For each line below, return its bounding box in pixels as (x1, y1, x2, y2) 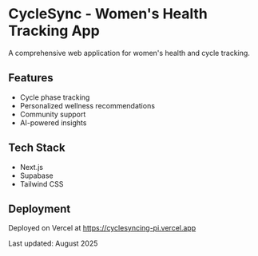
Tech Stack (8, 141, 65, 155)
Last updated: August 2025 (8, 238, 98, 248)
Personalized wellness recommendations (19, 100, 156, 110)
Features (8, 71, 54, 85)
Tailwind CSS (19, 179, 64, 188)
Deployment (8, 202, 71, 215)
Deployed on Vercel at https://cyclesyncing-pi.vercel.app (8, 223, 196, 233)
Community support (19, 109, 86, 119)
